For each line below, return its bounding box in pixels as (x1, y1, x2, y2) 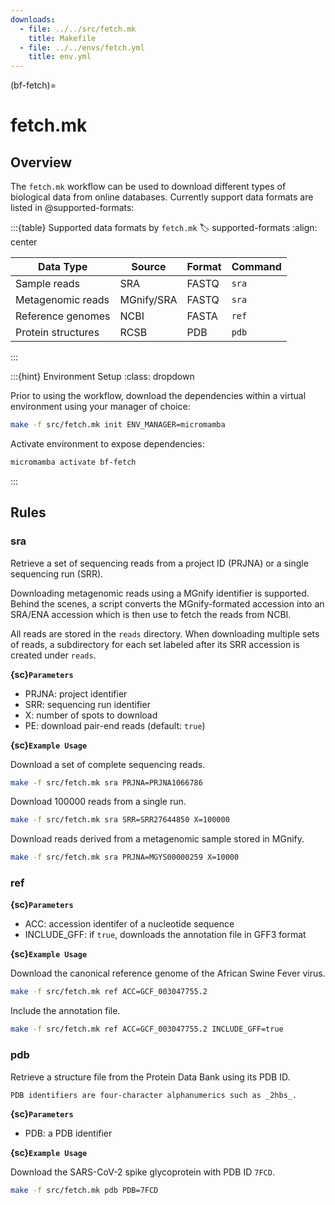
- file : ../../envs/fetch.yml (19, 42, 145, 53)
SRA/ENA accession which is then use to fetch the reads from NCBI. (10, 608, 292, 620)
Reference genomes (15, 309, 111, 323)
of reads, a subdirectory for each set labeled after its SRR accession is (10, 638, 300, 650)
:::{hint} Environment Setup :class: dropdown (10, 371, 195, 383)
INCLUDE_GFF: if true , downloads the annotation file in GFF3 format (24, 929, 307, 941)
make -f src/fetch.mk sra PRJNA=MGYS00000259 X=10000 (10, 852, 240, 863)
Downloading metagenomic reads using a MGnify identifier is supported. (10, 587, 310, 599)
